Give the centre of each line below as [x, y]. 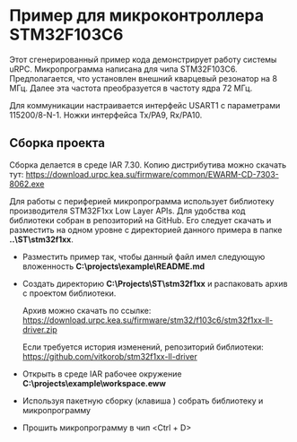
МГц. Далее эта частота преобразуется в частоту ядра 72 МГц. [131, 88]
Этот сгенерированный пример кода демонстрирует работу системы [143, 59]
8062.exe [27, 184]
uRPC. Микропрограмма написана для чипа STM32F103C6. [123, 69]
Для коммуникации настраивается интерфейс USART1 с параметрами [145, 105]
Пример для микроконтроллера [137, 16]
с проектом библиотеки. [69, 293]
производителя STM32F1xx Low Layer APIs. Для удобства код [127, 211]
